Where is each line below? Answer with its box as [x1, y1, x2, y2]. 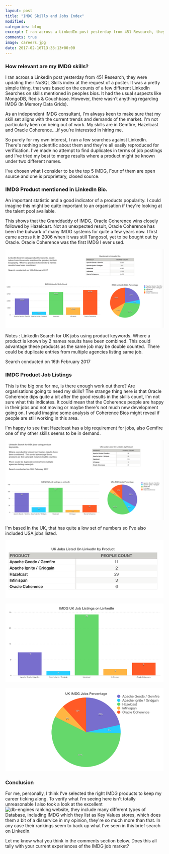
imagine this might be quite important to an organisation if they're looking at [5, 203, 162, 209]
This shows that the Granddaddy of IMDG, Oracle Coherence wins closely [5, 218, 158, 224]
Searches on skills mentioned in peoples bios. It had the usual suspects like [5, 90, 162, 96]
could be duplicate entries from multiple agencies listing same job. [5, 349, 143, 355]
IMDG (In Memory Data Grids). [5, 101, 68, 107]
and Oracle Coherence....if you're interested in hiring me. [5, 127, 123, 133]
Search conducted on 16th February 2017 [5, 359, 91, 365]
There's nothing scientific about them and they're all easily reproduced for [5, 142, 159, 148]
